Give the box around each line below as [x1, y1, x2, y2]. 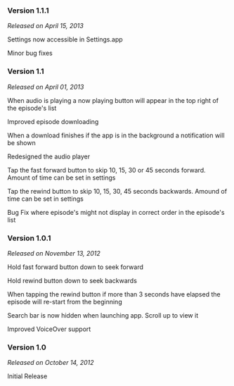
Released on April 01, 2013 [7, 82, 84, 91]
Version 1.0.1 [7, 233, 51, 243]
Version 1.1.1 [7, 6, 49, 15]
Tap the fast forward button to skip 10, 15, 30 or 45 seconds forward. [7, 166, 206, 174]
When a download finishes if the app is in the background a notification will [7, 131, 225, 139]
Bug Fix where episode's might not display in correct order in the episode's [7, 208, 225, 216]
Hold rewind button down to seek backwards [7, 276, 137, 285]
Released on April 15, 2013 [7, 22, 84, 30]
